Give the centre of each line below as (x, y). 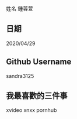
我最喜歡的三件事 (37, 96)
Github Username (39, 62)
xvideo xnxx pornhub (32, 110)
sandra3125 (20, 76)
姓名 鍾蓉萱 (20, 8)
